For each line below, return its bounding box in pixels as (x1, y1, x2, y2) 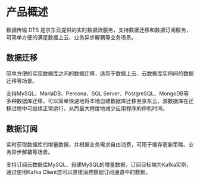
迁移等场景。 (6, 77, 37, 84)
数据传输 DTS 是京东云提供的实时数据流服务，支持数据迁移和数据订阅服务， (6, 26, 192, 33)
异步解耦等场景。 (11, 148, 54, 155)
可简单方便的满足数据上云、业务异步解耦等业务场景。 (6, 33, 137, 40)
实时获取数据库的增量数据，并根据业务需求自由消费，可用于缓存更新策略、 (6, 141, 189, 148)
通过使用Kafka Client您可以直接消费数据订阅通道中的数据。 (6, 168, 151, 176)
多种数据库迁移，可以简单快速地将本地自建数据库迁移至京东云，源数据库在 (6, 97, 189, 104)
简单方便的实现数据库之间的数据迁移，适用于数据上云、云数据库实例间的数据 (6, 70, 194, 77)
